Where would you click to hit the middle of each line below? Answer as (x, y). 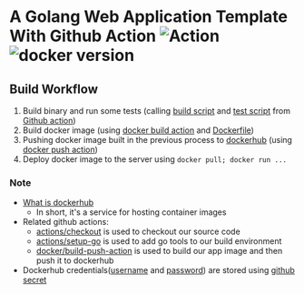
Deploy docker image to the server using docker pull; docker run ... (155, 159)
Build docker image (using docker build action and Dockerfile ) (138, 130)
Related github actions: (65, 222)
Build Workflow (54, 89)
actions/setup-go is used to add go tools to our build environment (159, 241)
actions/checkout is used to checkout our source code (138, 232)
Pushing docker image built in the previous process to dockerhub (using (157, 140)
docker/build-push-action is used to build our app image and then (159, 251)
